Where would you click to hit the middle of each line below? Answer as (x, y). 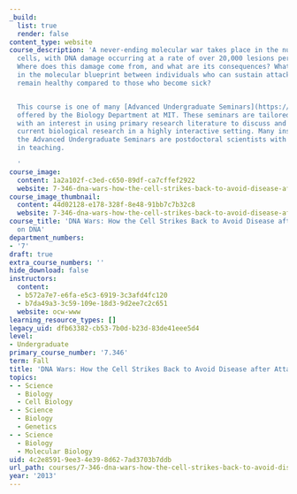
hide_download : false (49, 270)
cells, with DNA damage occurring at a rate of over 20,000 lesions (146, 58)
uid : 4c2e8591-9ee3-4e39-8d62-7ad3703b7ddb (91, 460)
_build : (23, 17)
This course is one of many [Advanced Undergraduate (116, 107)
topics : (23, 377)
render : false (43, 34)
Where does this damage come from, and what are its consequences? (144, 67)
